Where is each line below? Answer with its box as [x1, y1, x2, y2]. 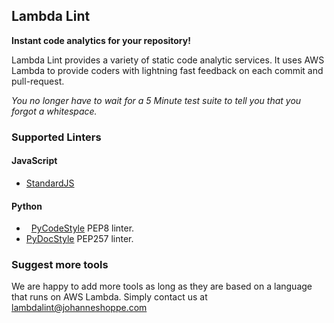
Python [11, 200, 43, 212]
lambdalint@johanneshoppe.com [11, 302, 148, 314]
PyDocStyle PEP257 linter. [25, 233, 134, 245]
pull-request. [11, 75, 65, 87]
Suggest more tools [11, 258, 109, 272]
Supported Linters [11, 130, 102, 144]
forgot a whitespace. [11, 105, 98, 117]
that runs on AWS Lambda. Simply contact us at [11, 291, 208, 303]
